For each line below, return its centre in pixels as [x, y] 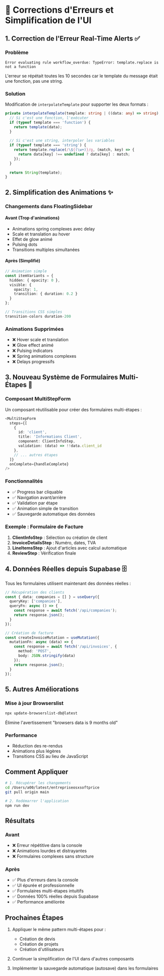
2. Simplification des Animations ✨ [59, 192]
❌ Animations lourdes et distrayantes [49, 851]
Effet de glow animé [32, 239]
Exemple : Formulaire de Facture [44, 527]
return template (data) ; [38, 127]
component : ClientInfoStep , [47, 442]
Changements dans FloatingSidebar [49, 206]
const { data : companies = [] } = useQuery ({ [52, 597]
